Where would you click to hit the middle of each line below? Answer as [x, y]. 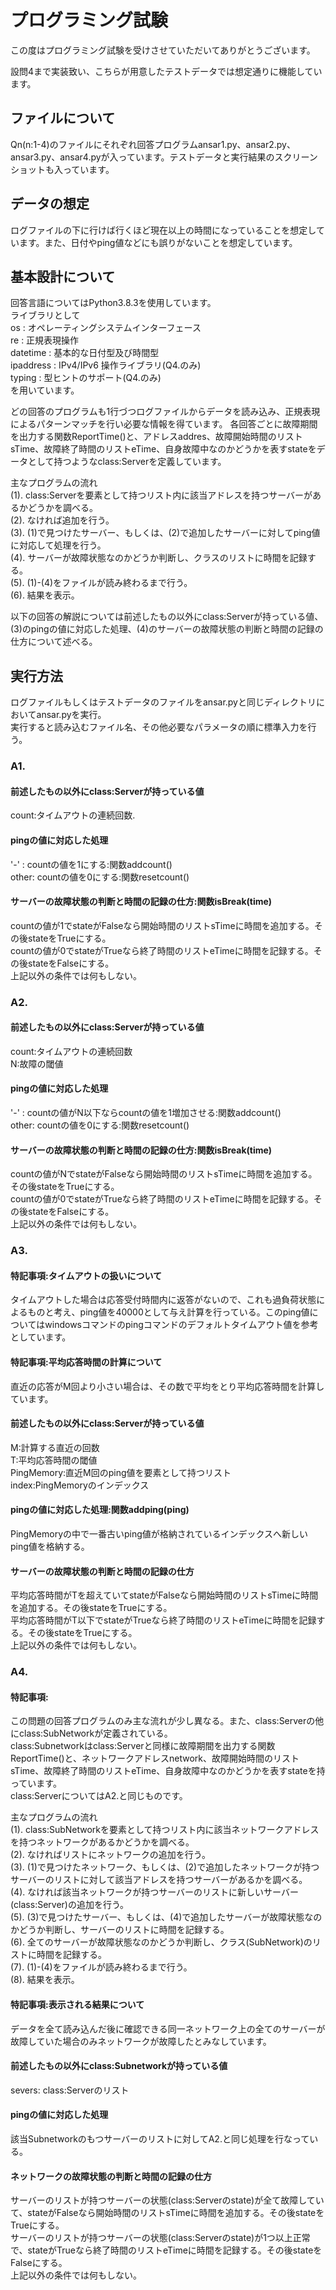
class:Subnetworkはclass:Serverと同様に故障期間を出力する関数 [143, 1746]
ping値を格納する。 [50, 1546]
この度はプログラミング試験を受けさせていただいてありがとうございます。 [163, 50]
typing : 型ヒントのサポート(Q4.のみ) [86, 378]
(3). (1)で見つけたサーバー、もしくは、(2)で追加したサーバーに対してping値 [165, 533]
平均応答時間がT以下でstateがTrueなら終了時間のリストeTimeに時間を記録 [163, 1620]
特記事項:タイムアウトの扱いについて [86, 1275]
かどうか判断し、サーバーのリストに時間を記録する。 [120, 1930]
